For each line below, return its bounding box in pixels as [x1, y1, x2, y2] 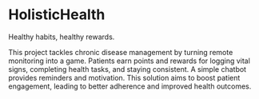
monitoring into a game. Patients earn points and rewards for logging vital [8, 56, 250, 65]
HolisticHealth [8, 6, 106, 24]
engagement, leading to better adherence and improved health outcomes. [8, 81, 252, 91]
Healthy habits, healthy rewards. [8, 32, 115, 42]
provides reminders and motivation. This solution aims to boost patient [8, 73, 241, 82]
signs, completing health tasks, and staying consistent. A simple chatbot [8, 64, 246, 73]
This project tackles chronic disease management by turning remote [8, 47, 233, 57]
